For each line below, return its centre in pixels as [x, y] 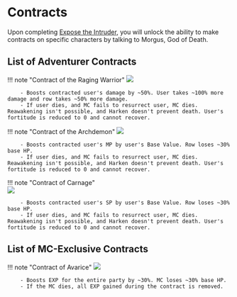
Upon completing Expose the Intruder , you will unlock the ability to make [113, 32]
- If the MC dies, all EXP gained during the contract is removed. [122, 286]
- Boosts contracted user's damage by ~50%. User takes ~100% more [122, 93]
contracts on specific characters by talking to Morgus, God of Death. [108, 39]
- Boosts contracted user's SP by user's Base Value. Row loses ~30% [125, 203]
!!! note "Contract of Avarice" [50, 267]
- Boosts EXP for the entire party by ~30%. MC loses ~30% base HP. [123, 280]
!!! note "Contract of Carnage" [51, 182]
